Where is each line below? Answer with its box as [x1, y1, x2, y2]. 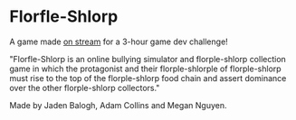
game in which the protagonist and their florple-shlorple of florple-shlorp [9, 63, 282, 74]
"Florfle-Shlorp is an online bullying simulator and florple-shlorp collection [9, 53, 287, 64]
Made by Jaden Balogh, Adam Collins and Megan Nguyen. [9, 99, 227, 110]
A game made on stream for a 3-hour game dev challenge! [9, 36, 228, 47]
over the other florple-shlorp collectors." [9, 82, 160, 93]
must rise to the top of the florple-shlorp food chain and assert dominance [9, 72, 287, 83]
